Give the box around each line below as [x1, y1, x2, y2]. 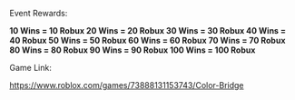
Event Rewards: [9, 8, 68, 18]
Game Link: [9, 63, 52, 73]
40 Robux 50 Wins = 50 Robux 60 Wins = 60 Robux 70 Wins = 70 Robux [9, 35, 286, 45]
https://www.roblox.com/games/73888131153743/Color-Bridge [9, 80, 244, 90]
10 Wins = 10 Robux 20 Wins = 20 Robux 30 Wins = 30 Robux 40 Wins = [9, 25, 287, 35]
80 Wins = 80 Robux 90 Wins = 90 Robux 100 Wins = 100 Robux [9, 45, 256, 55]
